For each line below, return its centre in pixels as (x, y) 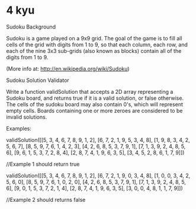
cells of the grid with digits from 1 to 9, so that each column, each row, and (97, 45)
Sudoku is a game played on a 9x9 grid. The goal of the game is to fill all (94, 38)
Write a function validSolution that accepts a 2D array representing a (90, 91)
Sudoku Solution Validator (38, 80)
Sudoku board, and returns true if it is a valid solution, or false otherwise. (95, 98)
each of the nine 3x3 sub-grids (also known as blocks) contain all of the (94, 50)
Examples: (19, 128)
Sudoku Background (31, 27)
